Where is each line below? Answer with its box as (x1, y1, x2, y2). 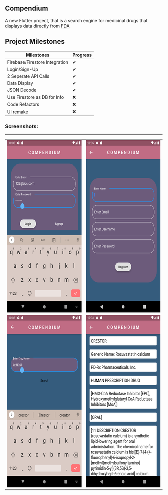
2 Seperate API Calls (7, 73, 50, 79)
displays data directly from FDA (5, 23, 70, 29)
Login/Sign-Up (7, 66, 38, 72)
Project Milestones (5, 37, 65, 46)
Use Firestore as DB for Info (7, 94, 64, 100)
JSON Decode (7, 87, 37, 93)
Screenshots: (5, 123, 39, 130)
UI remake (7, 109, 28, 115)
